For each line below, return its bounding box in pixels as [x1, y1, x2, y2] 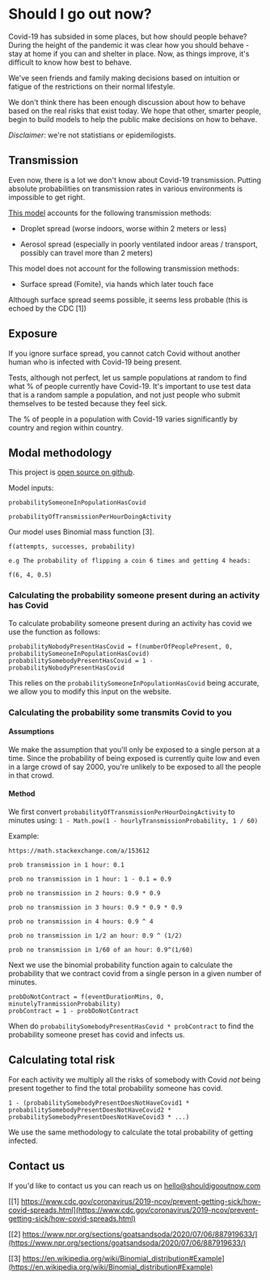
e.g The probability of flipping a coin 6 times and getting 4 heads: [8, 557, 251, 565]
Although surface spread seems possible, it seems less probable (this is [8, 294, 248, 304]
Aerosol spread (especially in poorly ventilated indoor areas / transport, [19, 239, 259, 249]
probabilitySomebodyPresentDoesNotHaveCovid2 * [8, 1105, 172, 1114]
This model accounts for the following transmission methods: [8, 208, 212, 218]
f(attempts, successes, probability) [8, 543, 136, 551]
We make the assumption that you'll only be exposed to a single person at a [8, 745, 260, 754]
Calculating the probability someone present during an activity [8, 589, 260, 601]
